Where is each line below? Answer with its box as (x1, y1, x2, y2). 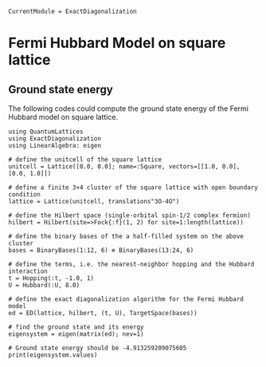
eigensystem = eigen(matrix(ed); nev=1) (8, 330, 145, 338)
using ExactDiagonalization (8, 135, 102, 143)
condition (8, 191, 41, 199)
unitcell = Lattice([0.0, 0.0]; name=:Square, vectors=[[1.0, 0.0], (8, 163, 241, 171)
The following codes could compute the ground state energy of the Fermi (8, 104, 249, 113)
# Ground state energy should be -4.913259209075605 (8, 344, 187, 352)
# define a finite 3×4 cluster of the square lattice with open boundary (8, 183, 259, 191)
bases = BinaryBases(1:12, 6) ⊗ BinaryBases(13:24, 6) (8, 247, 194, 255)
